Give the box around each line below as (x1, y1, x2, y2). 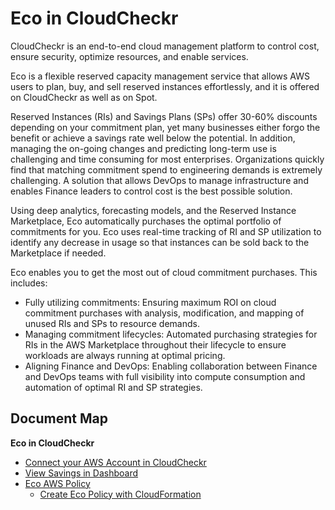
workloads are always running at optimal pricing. (24, 349, 226, 361)
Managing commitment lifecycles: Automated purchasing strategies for (24, 328, 318, 340)
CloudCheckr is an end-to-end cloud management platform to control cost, (10, 40, 320, 52)
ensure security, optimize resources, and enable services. (10, 50, 249, 62)
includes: (10, 277, 48, 289)
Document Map (10, 410, 108, 427)
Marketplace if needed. (10, 247, 107, 259)
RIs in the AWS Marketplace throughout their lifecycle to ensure (24, 338, 287, 351)
